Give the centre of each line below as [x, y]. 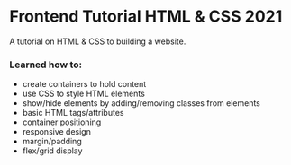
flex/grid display [52, 151]
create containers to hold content [84, 84]
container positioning [62, 122]
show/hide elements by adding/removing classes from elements [141, 103]
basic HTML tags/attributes [73, 113]
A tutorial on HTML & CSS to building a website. [98, 41]
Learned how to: [46, 65]
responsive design [57, 132]
